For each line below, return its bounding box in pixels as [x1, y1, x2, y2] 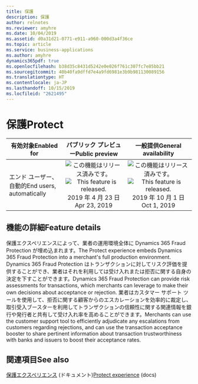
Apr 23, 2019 [74, 201, 113, 209]
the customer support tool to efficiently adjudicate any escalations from [6, 317, 180, 325]
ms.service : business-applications [6, 47, 94, 53]
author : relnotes [6, 19, 49, 25]
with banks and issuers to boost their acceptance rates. [6, 336, 141, 343]
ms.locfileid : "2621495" [6, 91, 67, 97]
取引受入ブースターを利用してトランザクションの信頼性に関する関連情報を [6, 303, 187, 310]
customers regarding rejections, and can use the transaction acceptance [6, 323, 183, 330]
